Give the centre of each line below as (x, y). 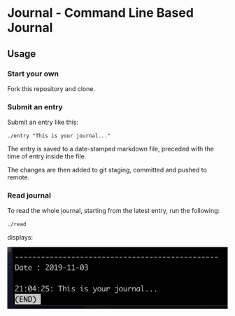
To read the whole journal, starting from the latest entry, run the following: (114, 211)
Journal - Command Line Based (101, 13)
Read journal (29, 195)
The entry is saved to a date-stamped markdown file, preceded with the (111, 149)
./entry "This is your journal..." (59, 136)
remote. (19, 177)
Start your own (33, 74)
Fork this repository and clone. (51, 88)
